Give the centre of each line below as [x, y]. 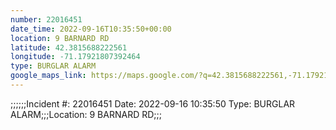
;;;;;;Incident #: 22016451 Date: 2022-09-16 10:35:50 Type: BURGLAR [153, 103]
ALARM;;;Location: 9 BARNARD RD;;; [86, 114]
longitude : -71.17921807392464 [75, 57]
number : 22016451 [46, 19]
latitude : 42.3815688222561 [69, 47]
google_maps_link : [48, 76]
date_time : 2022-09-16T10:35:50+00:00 [91, 29]
